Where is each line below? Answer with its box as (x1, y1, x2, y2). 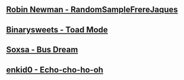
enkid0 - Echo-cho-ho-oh (6, 65, 104, 75)
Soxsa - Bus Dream (6, 45, 78, 55)
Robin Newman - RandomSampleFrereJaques (6, 5, 178, 15)
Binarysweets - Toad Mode (6, 25, 108, 35)
